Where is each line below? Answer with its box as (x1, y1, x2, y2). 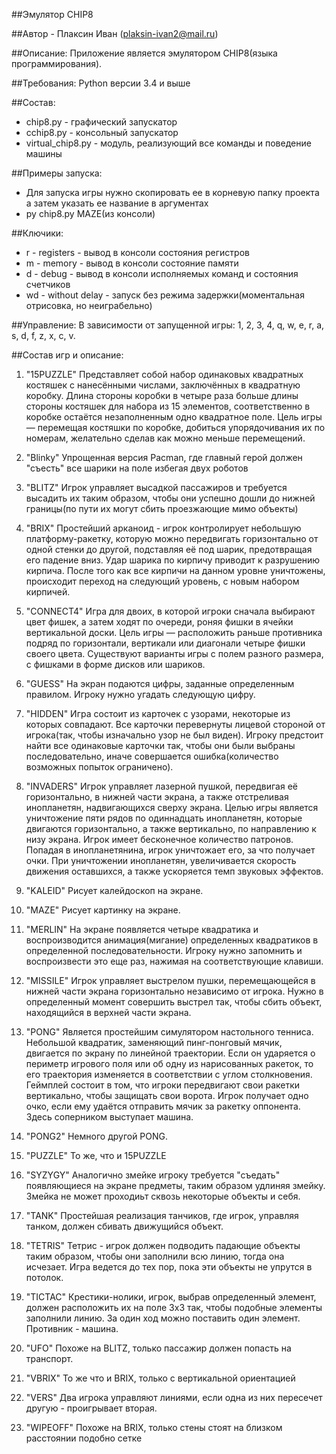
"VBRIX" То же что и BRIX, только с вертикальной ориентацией (25, 1372, 296, 1384)
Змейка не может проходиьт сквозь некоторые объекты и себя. (25, 1190, 301, 1202)
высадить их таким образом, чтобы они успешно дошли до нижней (25, 492, 316, 504)
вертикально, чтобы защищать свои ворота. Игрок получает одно (25, 1090, 309, 1101)
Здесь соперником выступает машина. (25, 1111, 194, 1123)
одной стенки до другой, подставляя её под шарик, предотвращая (25, 544, 313, 555)
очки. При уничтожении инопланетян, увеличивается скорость (25, 855, 297, 866)
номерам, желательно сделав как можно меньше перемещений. (25, 432, 306, 444)
